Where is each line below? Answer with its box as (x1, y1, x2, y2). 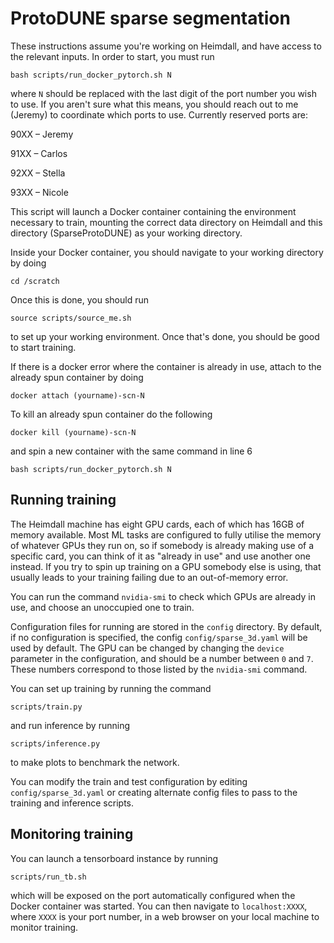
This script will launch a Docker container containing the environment (10, 205, 297, 217)
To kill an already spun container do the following (10, 408, 213, 420)
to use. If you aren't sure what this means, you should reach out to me (10, 98, 299, 110)
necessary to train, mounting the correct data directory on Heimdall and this (10, 216, 323, 228)
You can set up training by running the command (10, 682, 212, 694)
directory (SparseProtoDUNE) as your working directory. (10, 227, 243, 239)
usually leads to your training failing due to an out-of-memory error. (10, 571, 289, 583)
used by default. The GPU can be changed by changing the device (10, 642, 285, 654)
